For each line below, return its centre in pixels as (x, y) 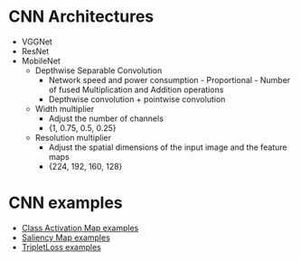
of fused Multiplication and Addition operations (136, 89)
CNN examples (66, 203)
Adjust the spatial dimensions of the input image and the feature (168, 147)
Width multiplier (65, 108)
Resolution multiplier (73, 137)
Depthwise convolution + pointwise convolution (137, 99)
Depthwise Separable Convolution (98, 70)
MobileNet (41, 61)
